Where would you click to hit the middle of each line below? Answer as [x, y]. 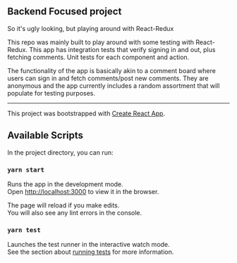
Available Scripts [45, 135]
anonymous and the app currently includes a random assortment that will [114, 85]
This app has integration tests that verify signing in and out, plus [122, 49]
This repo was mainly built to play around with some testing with [101, 42]
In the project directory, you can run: [60, 152]
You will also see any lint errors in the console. [75, 212]
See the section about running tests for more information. [91, 252]
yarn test [24, 230]
